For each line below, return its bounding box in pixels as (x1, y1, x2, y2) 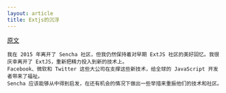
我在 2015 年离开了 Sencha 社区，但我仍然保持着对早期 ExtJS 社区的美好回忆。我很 (7, 51, 220, 58)
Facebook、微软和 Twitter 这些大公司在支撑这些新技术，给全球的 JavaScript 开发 (7, 66, 218, 72)
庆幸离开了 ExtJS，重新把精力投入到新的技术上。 (7, 58, 128, 65)
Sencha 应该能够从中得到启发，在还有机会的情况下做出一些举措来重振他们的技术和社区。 (7, 80, 223, 87)
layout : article (7, 10, 53, 17)
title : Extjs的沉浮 (7, 16, 60, 23)
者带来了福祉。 (7, 72, 43, 79)
